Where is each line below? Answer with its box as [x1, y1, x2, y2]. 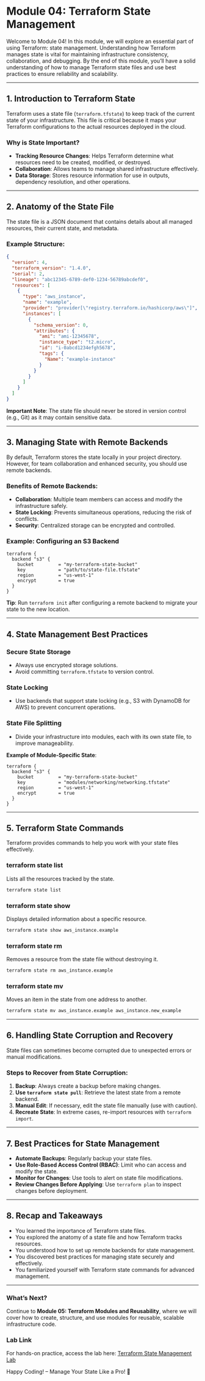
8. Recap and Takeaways [6, 1211, 103, 1221]
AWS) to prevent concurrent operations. [15, 703, 116, 711]
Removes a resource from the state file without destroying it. [6, 956, 159, 963]
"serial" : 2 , [12, 271, 45, 277]
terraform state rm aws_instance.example [6, 967, 113, 974]
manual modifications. [6, 1053, 62, 1061]
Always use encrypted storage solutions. [15, 662, 118, 668]
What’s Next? [6, 1293, 48, 1302]
